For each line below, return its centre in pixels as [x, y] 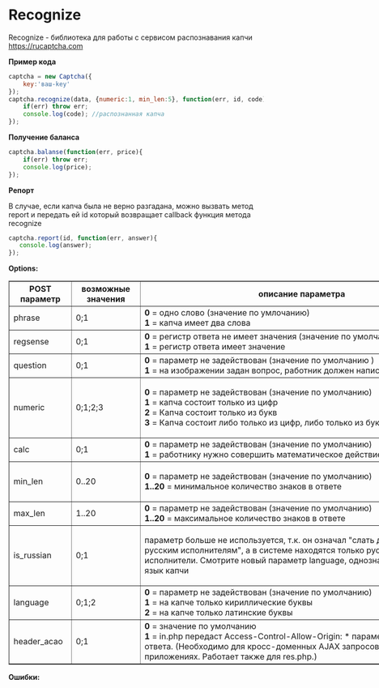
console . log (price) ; [57, 167]
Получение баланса [44, 137]
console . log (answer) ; [55, 246]
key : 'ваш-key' [47, 84]
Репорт [21, 190]
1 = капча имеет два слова [198, 323]
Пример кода [32, 62]
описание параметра [302, 294]
